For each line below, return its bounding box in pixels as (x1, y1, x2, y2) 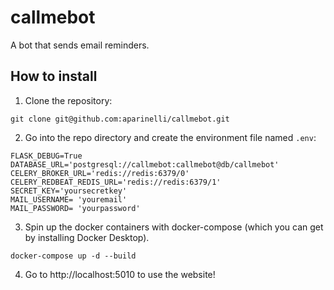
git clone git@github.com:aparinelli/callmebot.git (10, 114, 230, 124)
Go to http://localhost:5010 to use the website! (24, 268, 216, 280)
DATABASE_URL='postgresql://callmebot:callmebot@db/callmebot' (10, 159, 280, 170)
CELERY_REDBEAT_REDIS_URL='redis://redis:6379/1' (10, 177, 222, 187)
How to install (10, 68, 98, 85)
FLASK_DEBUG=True (10, 151, 83, 161)
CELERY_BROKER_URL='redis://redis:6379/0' (10, 168, 190, 178)
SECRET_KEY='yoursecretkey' (10, 186, 128, 196)
